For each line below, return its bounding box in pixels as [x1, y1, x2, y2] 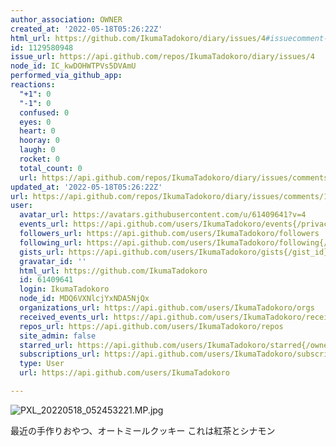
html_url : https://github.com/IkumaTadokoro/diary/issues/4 [10, 33, 267, 43]
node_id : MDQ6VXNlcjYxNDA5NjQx [19, 294, 150, 304]
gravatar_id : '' [19, 256, 87, 266]
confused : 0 [19, 107, 70, 118]
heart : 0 [19, 126, 56, 136]
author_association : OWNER [10, 14, 123, 25]
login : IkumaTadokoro [19, 284, 110, 295]
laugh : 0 [19, 145, 56, 155]
